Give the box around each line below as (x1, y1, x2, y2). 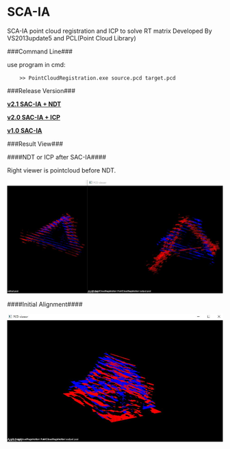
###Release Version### (7, 86, 76, 94)
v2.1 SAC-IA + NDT (7, 100, 62, 108)
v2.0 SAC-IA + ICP (7, 113, 60, 121)
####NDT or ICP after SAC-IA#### (7, 153, 107, 161)
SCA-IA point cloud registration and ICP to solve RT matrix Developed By (7, 27, 212, 35)
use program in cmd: (7, 60, 66, 68)
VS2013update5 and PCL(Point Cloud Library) (7, 34, 137, 42)
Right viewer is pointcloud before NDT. (7, 166, 116, 175)
